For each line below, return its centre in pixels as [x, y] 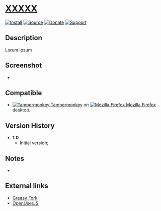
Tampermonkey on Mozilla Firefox [103, 105]
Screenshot [24, 66]
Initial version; [34, 143]
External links [27, 186]
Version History [30, 126]
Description [24, 38]
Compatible [24, 93]
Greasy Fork [25, 198]
